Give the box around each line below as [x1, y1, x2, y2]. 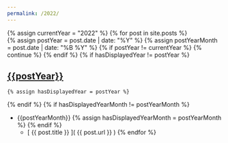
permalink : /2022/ [7, 10, 59, 17]
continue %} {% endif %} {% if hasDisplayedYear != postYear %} [7, 51, 190, 59]
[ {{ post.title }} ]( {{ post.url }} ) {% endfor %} [27, 128, 157, 137]
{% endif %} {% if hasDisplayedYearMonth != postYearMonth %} [7, 101, 190, 109]
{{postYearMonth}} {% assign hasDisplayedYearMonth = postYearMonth [16, 114, 222, 122]
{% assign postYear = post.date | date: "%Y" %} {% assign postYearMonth [7, 36, 218, 44]
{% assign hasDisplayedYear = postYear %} [7, 88, 130, 96]
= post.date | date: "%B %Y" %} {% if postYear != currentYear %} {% [7, 43, 203, 51]
